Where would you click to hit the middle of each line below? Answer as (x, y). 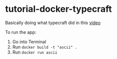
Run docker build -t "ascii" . (45, 47)
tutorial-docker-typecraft (59, 9)
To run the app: (21, 32)
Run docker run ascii (35, 52)
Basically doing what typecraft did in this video (53, 23)
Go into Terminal (29, 42)
